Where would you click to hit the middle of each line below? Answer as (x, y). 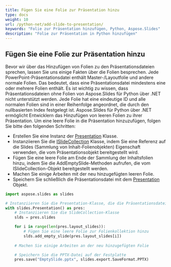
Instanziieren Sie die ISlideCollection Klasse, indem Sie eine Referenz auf (89, 141)
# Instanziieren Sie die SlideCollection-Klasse (67, 213)
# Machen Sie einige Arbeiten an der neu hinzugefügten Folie (82, 246)
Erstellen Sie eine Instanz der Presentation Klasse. (65, 136)
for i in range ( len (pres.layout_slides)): (60, 227)
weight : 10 (17, 19)
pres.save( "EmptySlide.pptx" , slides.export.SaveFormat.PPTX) (82, 260)
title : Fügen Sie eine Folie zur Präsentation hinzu (62, 10)
